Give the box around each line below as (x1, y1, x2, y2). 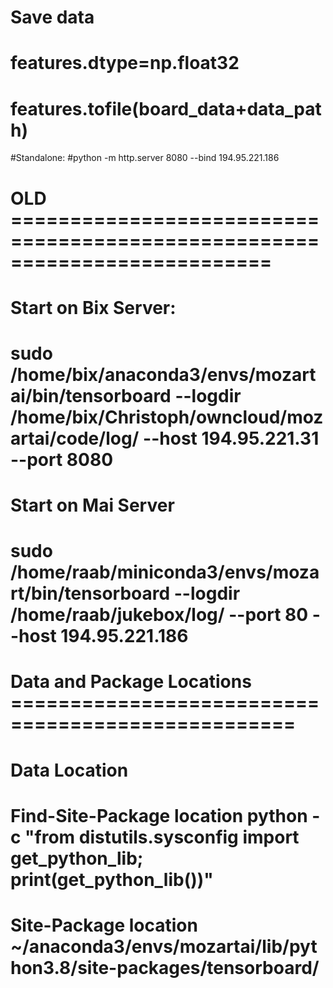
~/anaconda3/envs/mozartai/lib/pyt (10, 936, 318, 958)
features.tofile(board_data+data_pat (10, 97, 322, 120)
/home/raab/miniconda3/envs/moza (10, 561, 320, 584)
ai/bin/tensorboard (10, 384, 172, 407)
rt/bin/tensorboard (10, 582, 171, 605)
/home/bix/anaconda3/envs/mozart (10, 363, 317, 386)
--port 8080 (10, 448, 114, 471)
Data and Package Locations (10, 671, 252, 693)
